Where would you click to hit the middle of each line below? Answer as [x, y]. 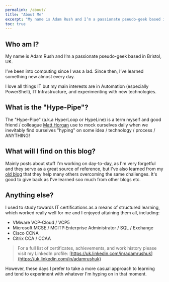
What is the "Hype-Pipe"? [47, 108]
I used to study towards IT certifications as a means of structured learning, [82, 207]
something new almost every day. [40, 77]
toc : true [16, 24]
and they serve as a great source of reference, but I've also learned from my [84, 169]
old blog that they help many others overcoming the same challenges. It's [81, 174]
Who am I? [22, 44]
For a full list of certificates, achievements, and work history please [87, 248]
